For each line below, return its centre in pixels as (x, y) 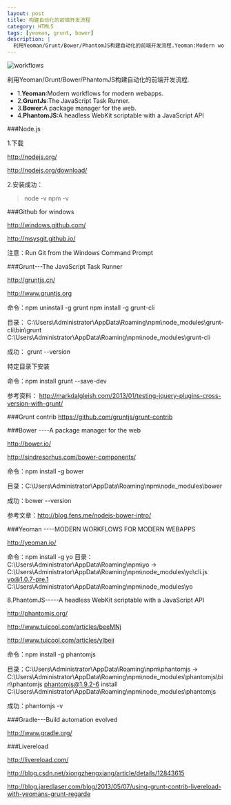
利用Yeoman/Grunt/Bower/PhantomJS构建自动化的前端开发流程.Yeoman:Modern (114, 46)
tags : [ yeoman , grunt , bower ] (51, 33)
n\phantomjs (25, 684)
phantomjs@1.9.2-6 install (81, 684)
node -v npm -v (46, 198)
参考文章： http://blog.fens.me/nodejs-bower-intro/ (79, 515)
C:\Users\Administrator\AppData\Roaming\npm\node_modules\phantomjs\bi (115, 677)
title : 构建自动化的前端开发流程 (49, 20)
